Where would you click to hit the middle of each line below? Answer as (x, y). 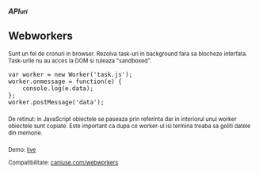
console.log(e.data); (58, 89)
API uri (18, 11)
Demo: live (22, 150)
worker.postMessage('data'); (56, 103)
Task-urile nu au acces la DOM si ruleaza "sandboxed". (80, 61)
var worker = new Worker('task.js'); (70, 75)
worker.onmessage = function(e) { (65, 82)
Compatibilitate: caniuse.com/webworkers (63, 162)
